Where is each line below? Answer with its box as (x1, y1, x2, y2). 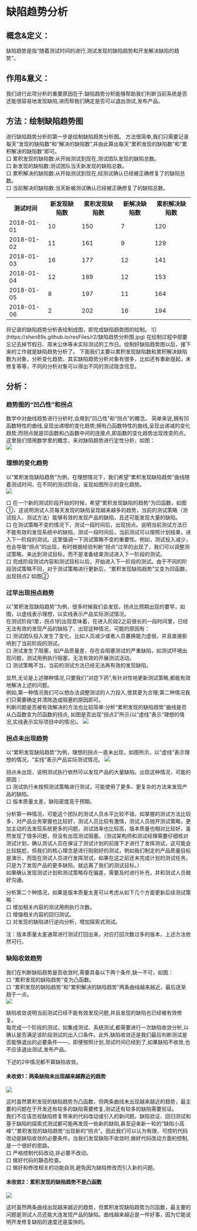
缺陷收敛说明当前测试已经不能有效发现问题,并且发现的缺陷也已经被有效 (6, 1009, 178, 1016)
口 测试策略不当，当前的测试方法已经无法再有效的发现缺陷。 (6, 662, 151, 669)
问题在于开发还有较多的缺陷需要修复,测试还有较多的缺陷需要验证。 (16, 1105, 178, 1112)
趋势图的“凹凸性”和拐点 (6, 400, 73, 409)
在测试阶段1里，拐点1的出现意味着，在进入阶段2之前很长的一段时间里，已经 (6, 618, 188, 625)
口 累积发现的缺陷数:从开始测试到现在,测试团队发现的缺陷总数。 (6, 155, 160, 162)
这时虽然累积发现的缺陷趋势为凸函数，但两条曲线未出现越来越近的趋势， (6, 1098, 181, 1105)
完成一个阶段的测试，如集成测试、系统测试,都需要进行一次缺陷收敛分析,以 (11, 1024, 189, 1031)
